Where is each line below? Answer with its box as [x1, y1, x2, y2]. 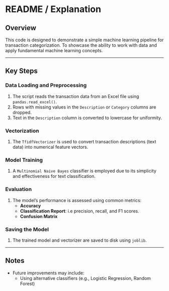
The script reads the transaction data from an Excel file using [12, 93, 139, 99]
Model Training [5, 156, 43, 163]
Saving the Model [5, 226, 49, 233]
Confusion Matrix [20, 213, 58, 219]
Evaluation [5, 186, 32, 193]
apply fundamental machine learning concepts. [5, 48, 103, 53]
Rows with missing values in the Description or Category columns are [12, 104, 156, 110]
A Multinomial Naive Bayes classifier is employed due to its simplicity [12, 168, 157, 174]
